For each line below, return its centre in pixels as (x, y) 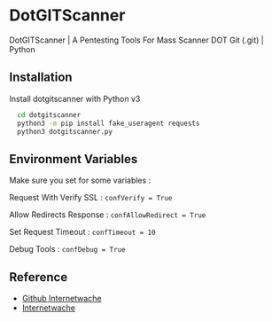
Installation (41, 78)
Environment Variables (74, 159)
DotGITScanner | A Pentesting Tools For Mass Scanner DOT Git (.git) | (136, 40)
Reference (39, 277)
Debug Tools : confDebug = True (67, 249)
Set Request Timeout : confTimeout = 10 (83, 232)
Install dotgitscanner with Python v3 (75, 98)
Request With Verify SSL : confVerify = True (91, 198)
